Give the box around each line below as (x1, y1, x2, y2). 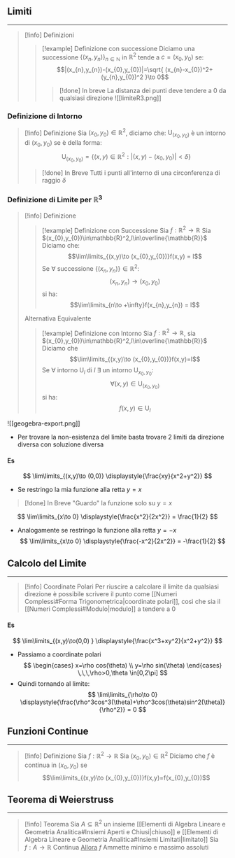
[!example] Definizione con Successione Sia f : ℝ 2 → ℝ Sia (41, 225, 211, 234)
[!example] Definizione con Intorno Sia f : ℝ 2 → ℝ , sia (41, 328, 196, 337)
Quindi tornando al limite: (17, 679, 90, 688)
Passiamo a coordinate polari (17, 650, 101, 659)
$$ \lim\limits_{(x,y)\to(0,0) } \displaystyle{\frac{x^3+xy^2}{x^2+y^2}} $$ (13, 636, 222, 645)
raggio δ (41, 176, 66, 184)
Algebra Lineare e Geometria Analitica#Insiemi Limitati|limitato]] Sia (24, 836, 219, 844)
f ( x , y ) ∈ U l (118, 404, 151, 414)
